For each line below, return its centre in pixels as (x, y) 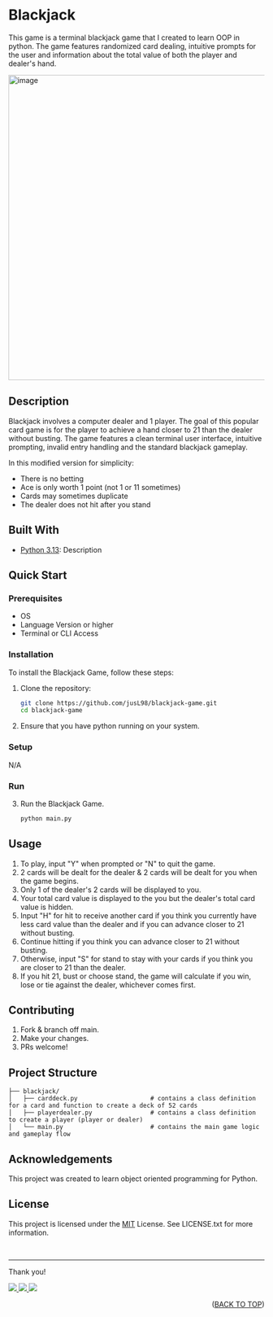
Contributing (41, 1010)
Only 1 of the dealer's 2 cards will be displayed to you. (110, 890)
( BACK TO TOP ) (238, 1304)
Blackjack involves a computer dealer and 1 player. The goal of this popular (134, 421)
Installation (31, 654)
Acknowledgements (61, 1159)
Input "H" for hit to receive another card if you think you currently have (139, 915)
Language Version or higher (67, 625)
